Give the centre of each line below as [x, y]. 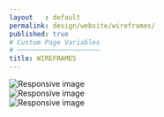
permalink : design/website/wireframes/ [82, 26]
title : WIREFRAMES [43, 58]
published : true [39, 34]
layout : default [45, 17]
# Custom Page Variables [55, 42]
